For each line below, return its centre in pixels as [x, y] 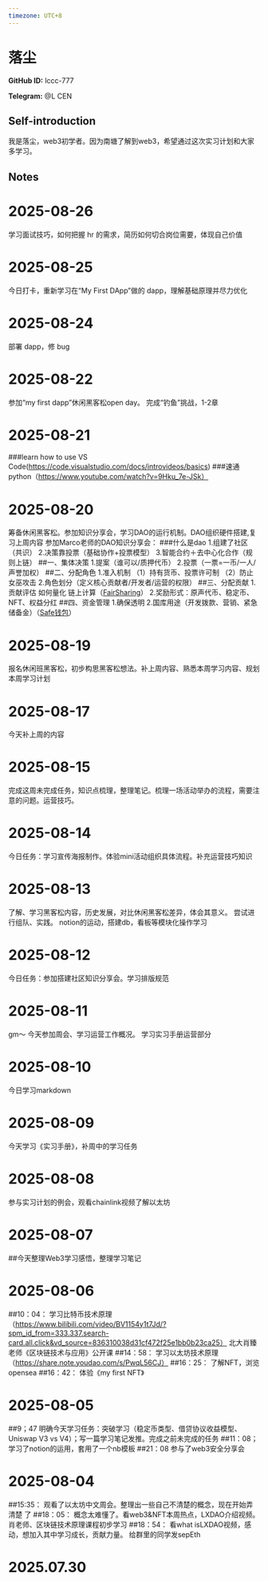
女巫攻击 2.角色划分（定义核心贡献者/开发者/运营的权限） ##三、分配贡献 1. [132, 583]
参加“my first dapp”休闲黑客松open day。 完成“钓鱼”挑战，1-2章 [114, 402]
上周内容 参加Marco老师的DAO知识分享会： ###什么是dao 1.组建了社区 [132, 543]
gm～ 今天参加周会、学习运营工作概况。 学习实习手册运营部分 [110, 1034]
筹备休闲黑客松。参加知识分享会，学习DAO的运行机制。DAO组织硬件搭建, [129, 533]
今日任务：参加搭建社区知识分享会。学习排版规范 [89, 978]
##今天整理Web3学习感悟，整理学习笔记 [75, 1258]
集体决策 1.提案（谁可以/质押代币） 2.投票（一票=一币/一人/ [159, 563]
